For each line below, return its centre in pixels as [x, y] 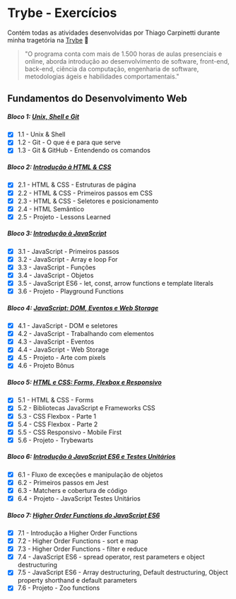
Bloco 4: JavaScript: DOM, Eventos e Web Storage [83, 308]
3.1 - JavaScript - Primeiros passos [68, 251]
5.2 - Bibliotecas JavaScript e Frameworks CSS [86, 408]
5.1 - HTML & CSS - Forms [55, 400]
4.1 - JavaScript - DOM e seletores [67, 326]
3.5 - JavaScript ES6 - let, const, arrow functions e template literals [116, 283]
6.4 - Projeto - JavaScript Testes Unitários [79, 498]
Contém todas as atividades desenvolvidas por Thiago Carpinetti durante [114, 33]
